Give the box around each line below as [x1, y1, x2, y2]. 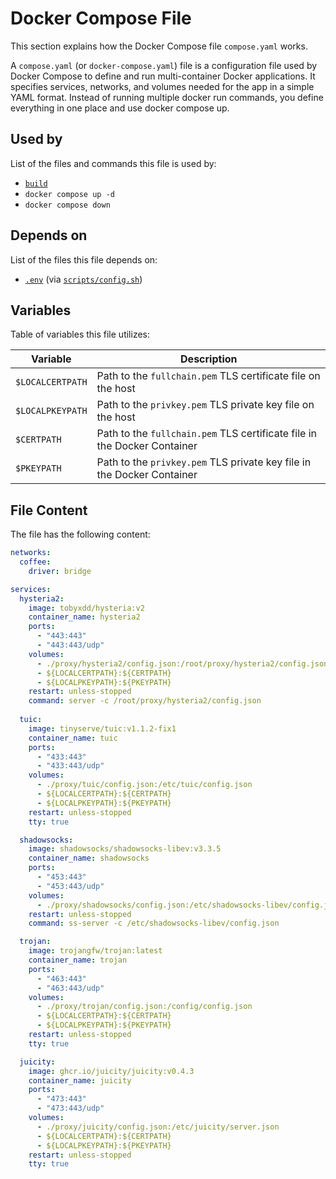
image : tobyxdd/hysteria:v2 [28, 603, 145, 613]
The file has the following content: [10, 528, 151, 541]
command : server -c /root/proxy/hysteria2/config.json [28, 696, 262, 706]
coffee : [19, 557, 52, 567]
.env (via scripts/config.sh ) [24, 273, 143, 285]
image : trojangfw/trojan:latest [28, 946, 163, 956]
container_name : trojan [28, 955, 128, 966]
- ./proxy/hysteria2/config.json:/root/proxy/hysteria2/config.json [36, 658, 329, 669]
